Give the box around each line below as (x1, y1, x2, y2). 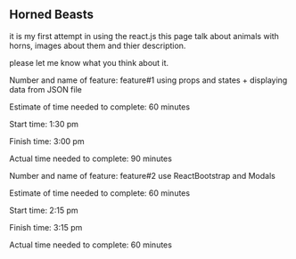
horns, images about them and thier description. (9, 40, 186, 51)
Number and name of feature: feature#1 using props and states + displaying (9, 75, 288, 85)
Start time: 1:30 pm (9, 118, 78, 129)
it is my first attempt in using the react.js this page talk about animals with (9, 30, 279, 41)
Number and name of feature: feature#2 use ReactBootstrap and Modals (9, 170, 276, 181)
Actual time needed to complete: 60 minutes (9, 239, 172, 250)
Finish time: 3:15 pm (9, 222, 83, 232)
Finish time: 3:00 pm (9, 135, 85, 146)
